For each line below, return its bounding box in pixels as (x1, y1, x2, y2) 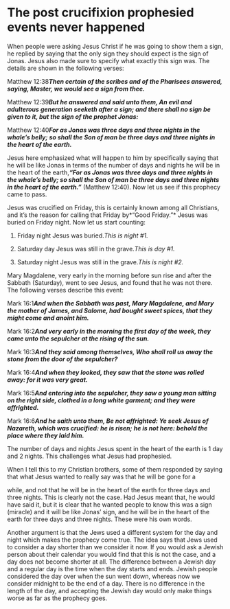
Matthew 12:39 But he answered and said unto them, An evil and (7, 97, 192, 106)
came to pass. (7, 190, 47, 198)
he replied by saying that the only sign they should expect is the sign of (7, 49, 209, 58)
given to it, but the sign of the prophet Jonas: (7, 112, 139, 121)
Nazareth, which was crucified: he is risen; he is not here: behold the (7, 424, 208, 432)
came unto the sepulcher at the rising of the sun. (7, 334, 150, 343)
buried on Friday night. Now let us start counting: (7, 218, 146, 226)
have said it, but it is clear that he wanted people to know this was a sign (7, 500, 212, 509)
